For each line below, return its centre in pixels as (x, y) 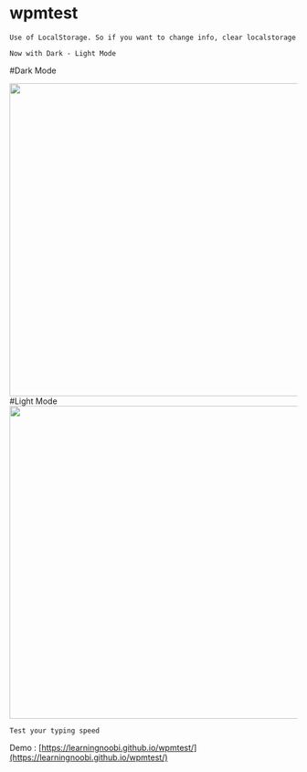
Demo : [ (26, 747)
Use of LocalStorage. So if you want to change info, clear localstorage (153, 37)
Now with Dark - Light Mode (63, 53)
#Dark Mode (33, 70)
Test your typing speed (55, 730)
